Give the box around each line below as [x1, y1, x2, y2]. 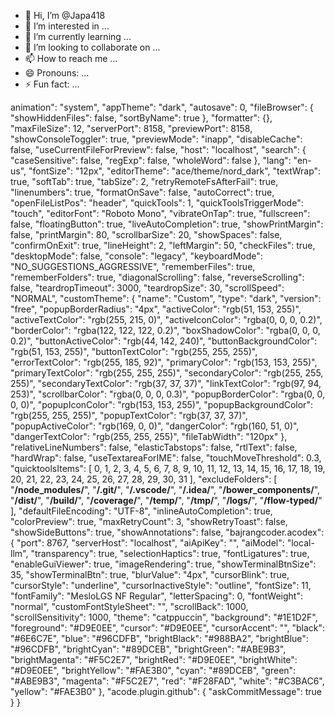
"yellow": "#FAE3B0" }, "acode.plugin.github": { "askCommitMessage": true [10, 686, 322, 697]
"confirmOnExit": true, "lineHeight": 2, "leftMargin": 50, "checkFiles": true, [10, 240, 316, 251]
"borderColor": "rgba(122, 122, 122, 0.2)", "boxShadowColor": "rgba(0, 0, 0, [10, 325, 321, 336]
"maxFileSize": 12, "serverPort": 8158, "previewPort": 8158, [10, 123, 253, 134]
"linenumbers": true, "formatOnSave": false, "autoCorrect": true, [10, 186, 275, 198]
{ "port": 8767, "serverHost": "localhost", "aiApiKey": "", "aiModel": [10, 537, 285, 549]
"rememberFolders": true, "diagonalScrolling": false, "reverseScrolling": [10, 271, 305, 283]
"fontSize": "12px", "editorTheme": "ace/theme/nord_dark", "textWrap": [28, 165, 322, 177]
